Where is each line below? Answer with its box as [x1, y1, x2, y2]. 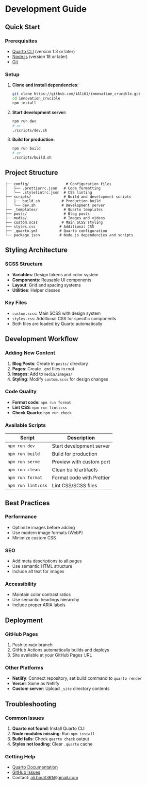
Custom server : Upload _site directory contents [12, 686, 110, 691]
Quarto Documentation [12, 764, 58, 770]
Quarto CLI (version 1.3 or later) [12, 48, 75, 54]
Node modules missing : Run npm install [12, 731, 95, 737]
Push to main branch [12, 642, 53, 648]
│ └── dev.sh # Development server [5, 203, 105, 208]
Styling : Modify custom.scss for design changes [12, 376, 108, 382]
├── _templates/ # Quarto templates [5, 207, 103, 212]
